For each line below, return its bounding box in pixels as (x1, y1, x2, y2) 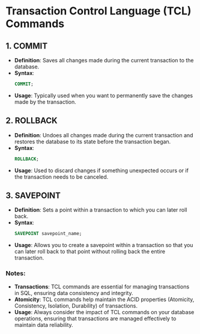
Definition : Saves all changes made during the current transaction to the (14, 57, 194, 64)
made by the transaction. (14, 98, 76, 106)
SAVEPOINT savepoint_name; (14, 231, 82, 237)
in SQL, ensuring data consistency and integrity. (14, 289, 133, 296)
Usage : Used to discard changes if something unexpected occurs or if (14, 167, 189, 174)
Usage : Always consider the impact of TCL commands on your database (14, 308, 195, 315)
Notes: (5, 269, 26, 278)
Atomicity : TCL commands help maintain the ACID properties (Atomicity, (14, 296, 195, 303)
